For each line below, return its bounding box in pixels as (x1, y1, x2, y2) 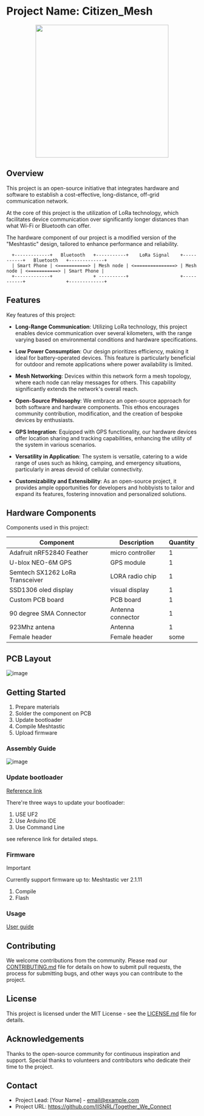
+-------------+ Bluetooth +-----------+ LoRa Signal (12, 252, 170, 258)
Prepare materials (15, 703, 59, 710)
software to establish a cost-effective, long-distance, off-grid (6, 191, 160, 198)
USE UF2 (15, 811, 38, 818)
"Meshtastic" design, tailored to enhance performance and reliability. (6, 240, 179, 247)
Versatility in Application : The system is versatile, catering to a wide (15, 452, 188, 460)
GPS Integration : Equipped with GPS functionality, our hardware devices (15, 428, 197, 435)
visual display (110, 586, 149, 594)
